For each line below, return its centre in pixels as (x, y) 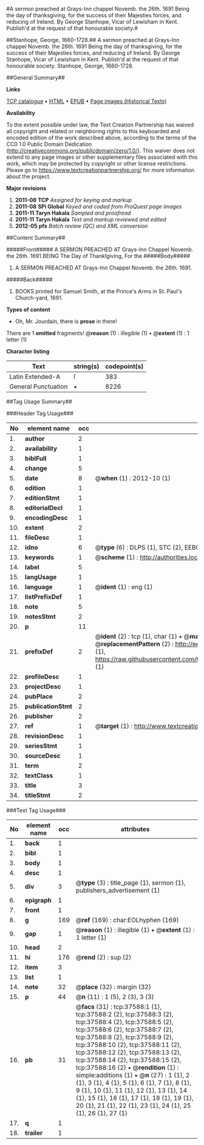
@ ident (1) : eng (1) (124, 587)
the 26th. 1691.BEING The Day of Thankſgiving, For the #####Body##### (98, 256)
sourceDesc (43, 756)
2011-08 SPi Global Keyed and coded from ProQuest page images (98, 207)
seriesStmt (41, 746)
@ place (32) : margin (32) (114, 987)
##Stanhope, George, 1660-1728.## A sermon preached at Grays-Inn (93, 40)
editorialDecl (44, 508)
